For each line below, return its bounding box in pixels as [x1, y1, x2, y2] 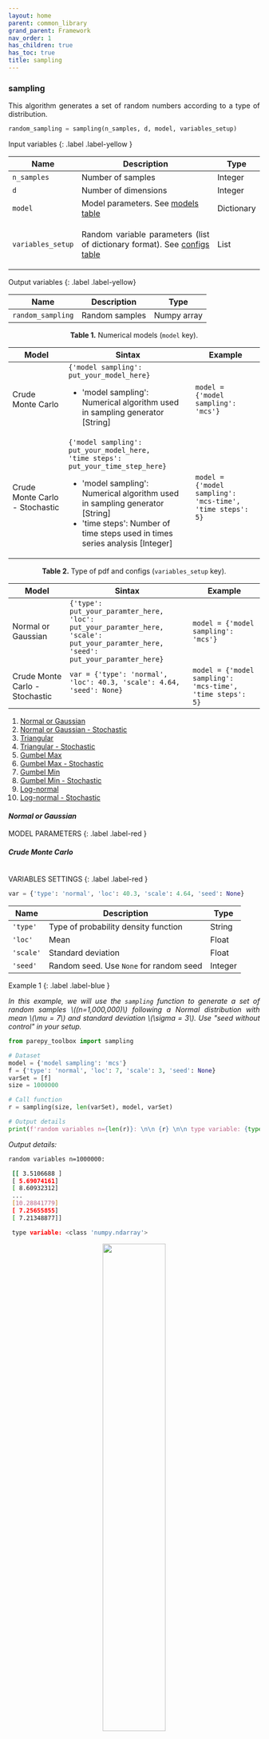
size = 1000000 [8, 1081, 59, 1089]
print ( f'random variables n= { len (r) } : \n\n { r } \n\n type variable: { [8, 1125, 248, 1133]
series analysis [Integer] [81, 538, 173, 549]
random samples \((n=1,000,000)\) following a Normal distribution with [8, 1005, 260, 1014]
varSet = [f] [8, 1073, 52, 1082]
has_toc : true [8, 49, 56, 57]
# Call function [8, 1096, 62, 1104]
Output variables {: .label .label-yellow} [8, 278, 136, 287]
